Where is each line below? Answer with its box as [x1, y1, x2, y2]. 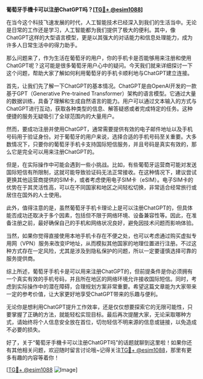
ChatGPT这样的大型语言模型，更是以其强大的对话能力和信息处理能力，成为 [6, 34, 193, 41]
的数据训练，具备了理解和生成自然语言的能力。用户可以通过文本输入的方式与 [6, 97, 197, 105]
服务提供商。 [6, 255, 38, 262]
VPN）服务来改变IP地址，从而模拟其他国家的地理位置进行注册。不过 [22, 240, 192, 247]
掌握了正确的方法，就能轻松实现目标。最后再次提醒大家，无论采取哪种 [11, 311, 186, 318]
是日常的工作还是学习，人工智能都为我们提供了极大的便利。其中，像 [6, 27, 176, 33]
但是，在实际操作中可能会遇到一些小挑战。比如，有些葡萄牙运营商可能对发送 [6, 161, 197, 168]
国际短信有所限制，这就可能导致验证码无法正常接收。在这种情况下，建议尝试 [6, 169, 197, 176]
